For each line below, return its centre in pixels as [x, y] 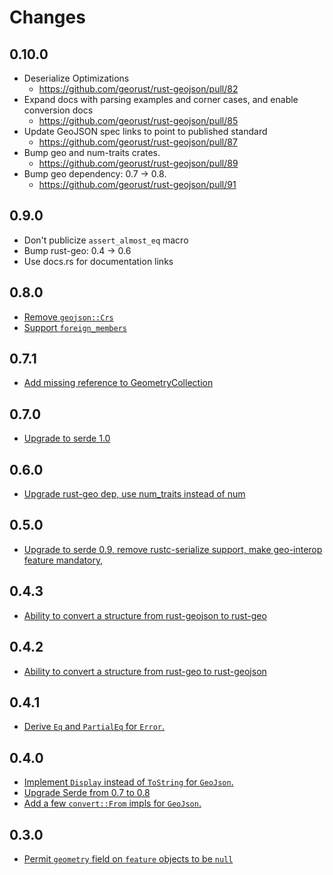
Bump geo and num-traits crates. [92, 152]
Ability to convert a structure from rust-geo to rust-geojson [145, 671]
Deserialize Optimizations [76, 78]
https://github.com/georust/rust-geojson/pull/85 [138, 120]
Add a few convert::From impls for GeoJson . [112, 803]
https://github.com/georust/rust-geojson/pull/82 [138, 89]
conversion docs [58, 110]
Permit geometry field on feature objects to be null [128, 858]
